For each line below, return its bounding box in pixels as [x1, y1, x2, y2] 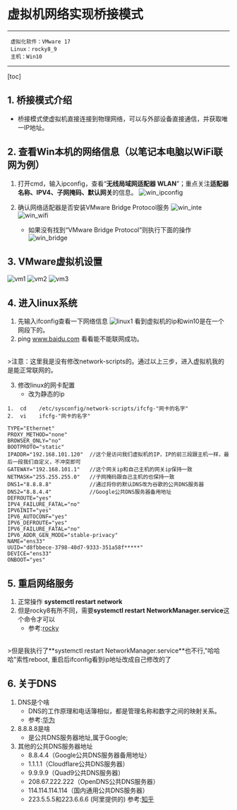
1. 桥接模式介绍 [7, 95, 73, 107]
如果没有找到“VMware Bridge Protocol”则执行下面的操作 [28, 225, 192, 234]
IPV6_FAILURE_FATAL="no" [7, 526, 80, 533]
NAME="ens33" [7, 538, 46, 545]
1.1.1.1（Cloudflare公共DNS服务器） [28, 759, 129, 768]
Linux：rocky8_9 [10, 45, 58, 53]
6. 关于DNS [7, 678, 57, 690]
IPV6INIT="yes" [7, 507, 52, 514]
